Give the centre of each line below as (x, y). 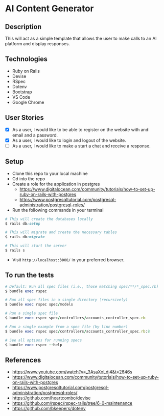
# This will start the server (36, 246)
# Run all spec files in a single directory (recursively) (67, 300)
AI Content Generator (49, 9)
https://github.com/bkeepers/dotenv (49, 409)
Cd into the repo (29, 179)
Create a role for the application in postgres (56, 184)
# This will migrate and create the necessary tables (61, 232)
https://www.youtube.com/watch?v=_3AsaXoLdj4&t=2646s (72, 372)
